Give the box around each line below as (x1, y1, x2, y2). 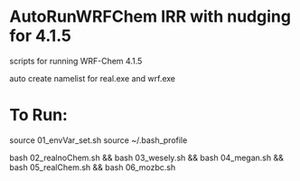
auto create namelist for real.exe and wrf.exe (9, 72, 176, 83)
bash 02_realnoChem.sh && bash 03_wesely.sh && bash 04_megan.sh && (9, 152, 285, 163)
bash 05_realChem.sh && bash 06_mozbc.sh (9, 161, 176, 173)
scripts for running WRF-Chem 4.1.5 (9, 55, 143, 66)
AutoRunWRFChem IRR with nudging (9, 6, 292, 27)
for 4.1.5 (9, 25, 72, 46)
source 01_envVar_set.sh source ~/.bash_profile (9, 134, 188, 146)
